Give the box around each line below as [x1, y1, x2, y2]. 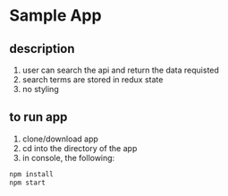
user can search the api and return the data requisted [21, 64, 219, 75]
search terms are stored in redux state [21, 74, 164, 85]
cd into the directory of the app [21, 142, 138, 153]
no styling [21, 84, 60, 94]
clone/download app [21, 133, 98, 144]
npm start [9, 178, 46, 187]
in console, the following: [21, 152, 115, 163]
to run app [9, 109, 68, 125]
